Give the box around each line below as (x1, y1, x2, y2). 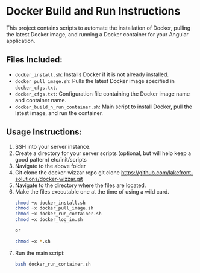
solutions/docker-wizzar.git (14, 175, 83, 182)
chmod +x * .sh (14, 238, 51, 245)
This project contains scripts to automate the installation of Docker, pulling (6, 24, 191, 31)
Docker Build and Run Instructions (6, 4, 181, 18)
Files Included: (6, 54, 63, 65)
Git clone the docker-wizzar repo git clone (14, 168, 120, 176)
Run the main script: (14, 249, 65, 257)
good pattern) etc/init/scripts (14, 156, 87, 163)
